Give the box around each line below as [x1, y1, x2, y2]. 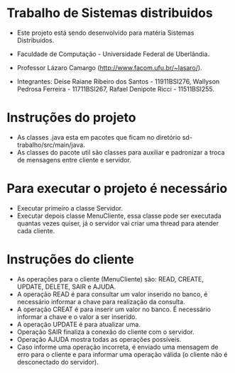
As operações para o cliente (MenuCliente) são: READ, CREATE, [16, 274, 204, 283]
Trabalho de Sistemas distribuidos [6, 5, 214, 21]
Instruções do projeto [6, 110, 136, 126]
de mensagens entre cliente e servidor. [16, 155, 132, 164]
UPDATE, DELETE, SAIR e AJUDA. [16, 282, 116, 291]
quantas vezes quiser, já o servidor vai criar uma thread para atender [16, 218, 219, 228]
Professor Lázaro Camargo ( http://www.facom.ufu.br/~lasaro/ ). [16, 63, 203, 72]
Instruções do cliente [6, 252, 134, 267]
